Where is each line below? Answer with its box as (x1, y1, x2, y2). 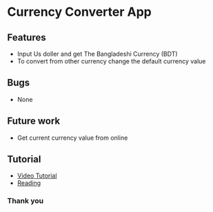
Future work (7, 115, 61, 127)
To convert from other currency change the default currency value (17, 57, 206, 65)
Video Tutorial (17, 171, 57, 180)
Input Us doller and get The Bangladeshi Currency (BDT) (17, 50, 178, 58)
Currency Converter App (7, 4, 152, 20)
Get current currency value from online (17, 134, 128, 142)
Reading (17, 179, 41, 187)
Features (7, 32, 46, 43)
